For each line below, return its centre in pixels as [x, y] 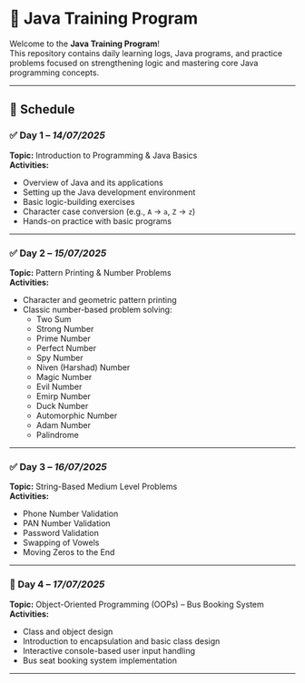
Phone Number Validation [70, 514]
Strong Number [65, 328]
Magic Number [64, 376]
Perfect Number [66, 347]
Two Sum [54, 319]
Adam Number [63, 424]
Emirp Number [63, 396]
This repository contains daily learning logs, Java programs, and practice [146, 53]
